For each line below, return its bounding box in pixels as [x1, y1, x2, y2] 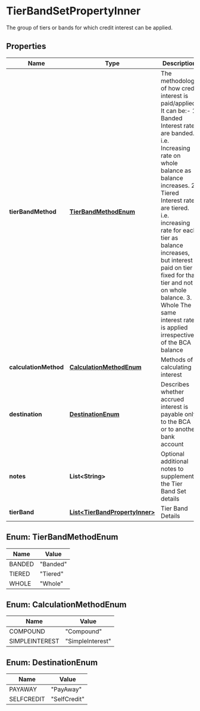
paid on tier [160, 263, 193, 271]
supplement [160, 472, 195, 480]
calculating [160, 363, 192, 371]
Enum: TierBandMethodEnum [6, 532, 118, 542]
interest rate [160, 316, 195, 324]
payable [160, 410, 183, 418]
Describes [160, 380, 189, 388]
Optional [160, 450, 185, 458]
